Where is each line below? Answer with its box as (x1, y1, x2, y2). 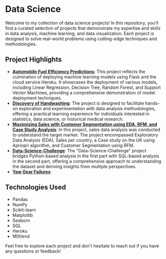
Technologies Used (5, 183, 66, 192)
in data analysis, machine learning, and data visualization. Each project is (5, 30, 155, 36)
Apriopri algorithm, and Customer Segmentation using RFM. (12, 142, 135, 148)
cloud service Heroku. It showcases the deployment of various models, (12, 79, 158, 85)
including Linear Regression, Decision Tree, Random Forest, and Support (12, 84, 161, 90)
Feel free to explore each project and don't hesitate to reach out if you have (5, 243, 160, 249)
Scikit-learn (12, 207, 36, 213)
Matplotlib (12, 212, 33, 218)
